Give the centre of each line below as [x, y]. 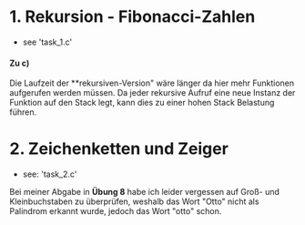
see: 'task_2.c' [50, 174]
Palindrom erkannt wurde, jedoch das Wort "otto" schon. [116, 211]
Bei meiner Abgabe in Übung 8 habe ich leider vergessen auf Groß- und [145, 192]
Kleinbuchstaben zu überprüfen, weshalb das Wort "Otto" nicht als [134, 201]
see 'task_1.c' [47, 42]
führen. [23, 112]
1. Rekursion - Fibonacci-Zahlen [132, 17]
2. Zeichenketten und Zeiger [119, 149]
